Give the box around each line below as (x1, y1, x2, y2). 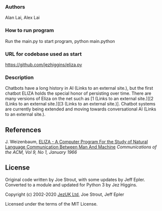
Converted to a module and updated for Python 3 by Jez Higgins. (5, 181, 137, 188)
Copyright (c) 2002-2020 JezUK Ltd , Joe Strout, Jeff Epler (5, 191, 125, 197)
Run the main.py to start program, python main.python (5, 38, 115, 44)
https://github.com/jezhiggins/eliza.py (5, 62, 82, 68)
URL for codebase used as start (5, 50, 82, 57)
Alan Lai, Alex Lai (5, 15, 40, 21)
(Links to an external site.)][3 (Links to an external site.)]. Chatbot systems (5, 101, 156, 107)
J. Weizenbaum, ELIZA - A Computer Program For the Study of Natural (5, 139, 148, 144)
